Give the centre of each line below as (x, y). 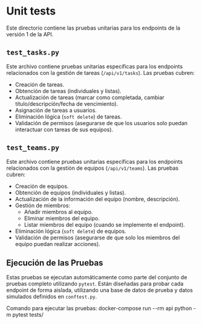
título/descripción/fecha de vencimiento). (67, 103)
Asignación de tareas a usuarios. (56, 110)
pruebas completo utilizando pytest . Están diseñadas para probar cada (95, 284)
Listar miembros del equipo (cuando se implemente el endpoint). (105, 224)
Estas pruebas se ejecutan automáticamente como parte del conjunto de (97, 277)
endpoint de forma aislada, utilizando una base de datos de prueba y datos (100, 290)
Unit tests (31, 11)
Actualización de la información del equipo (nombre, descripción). (97, 199)
